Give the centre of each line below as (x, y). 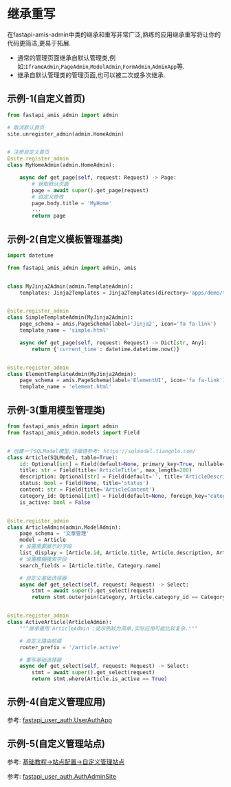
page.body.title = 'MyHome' (72, 203)
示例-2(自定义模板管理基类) (65, 239)
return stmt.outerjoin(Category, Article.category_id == (115, 597)
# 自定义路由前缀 (41, 641)
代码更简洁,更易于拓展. (39, 43)
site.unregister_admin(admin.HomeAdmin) (66, 134)
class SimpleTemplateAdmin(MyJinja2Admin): (70, 317)
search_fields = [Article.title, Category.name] (90, 565)
